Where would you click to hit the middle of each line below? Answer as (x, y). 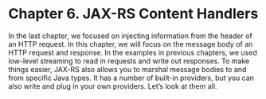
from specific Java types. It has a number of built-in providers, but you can (131, 78)
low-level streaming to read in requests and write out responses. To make (129, 61)
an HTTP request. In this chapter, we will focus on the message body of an (131, 44)
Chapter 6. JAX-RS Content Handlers (133, 14)
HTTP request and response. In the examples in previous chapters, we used (133, 52)
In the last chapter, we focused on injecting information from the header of (130, 36)
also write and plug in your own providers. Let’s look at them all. (113, 86)
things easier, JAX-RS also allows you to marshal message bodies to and (127, 69)
